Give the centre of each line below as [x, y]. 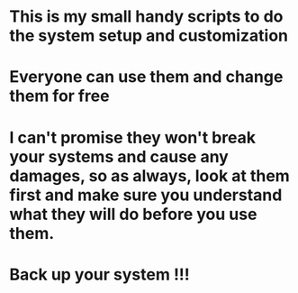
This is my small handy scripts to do [146, 17]
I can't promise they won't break [133, 137]
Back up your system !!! [100, 275]
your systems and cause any [119, 156]
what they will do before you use [133, 214]
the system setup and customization [149, 36]
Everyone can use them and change [146, 77]
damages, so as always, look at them [149, 175]
